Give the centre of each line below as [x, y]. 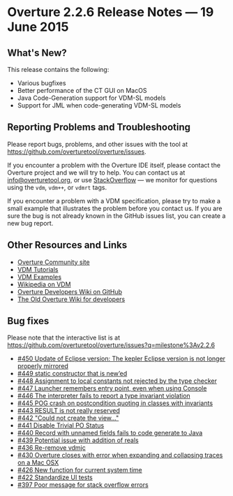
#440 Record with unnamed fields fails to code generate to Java [110, 433]
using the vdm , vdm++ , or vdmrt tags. [57, 187]
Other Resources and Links [67, 245]
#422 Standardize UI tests [55, 477]
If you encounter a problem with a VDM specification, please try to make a [114, 200]
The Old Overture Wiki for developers [71, 299]
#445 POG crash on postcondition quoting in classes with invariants [115, 403]
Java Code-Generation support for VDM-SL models [91, 98]
